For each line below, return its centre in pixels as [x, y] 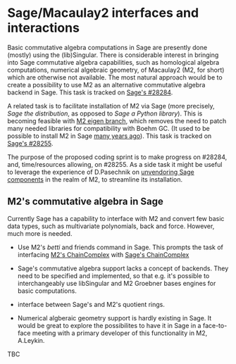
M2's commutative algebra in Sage [85, 202]
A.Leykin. [31, 340]
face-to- [215, 325]
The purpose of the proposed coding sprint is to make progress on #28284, [117, 157]
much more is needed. [40, 233]
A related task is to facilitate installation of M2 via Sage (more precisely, [111, 106]
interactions [43, 28]
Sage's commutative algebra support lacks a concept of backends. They [123, 268]
